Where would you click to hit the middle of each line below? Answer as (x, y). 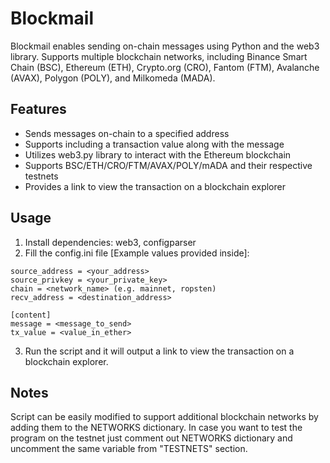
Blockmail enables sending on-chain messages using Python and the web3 (165, 46)
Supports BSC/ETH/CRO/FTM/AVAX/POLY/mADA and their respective (168, 165)
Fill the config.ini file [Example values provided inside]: (137, 253)
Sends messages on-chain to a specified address (127, 133)
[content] (31, 315)
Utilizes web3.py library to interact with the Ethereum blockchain (158, 154)
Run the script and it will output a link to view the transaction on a (159, 351)
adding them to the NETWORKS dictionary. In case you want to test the (156, 428)
